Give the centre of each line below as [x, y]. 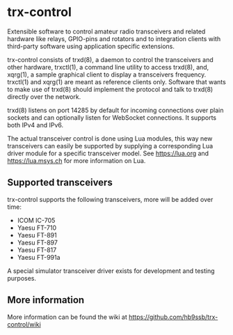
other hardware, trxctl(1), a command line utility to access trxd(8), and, [108, 67]
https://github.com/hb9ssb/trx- [173, 317]
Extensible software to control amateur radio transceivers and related [106, 31]
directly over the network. [44, 96]
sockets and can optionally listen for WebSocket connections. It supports [112, 117]
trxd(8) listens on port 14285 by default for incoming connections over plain [115, 110]
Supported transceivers [60, 183]
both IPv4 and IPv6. [35, 125]
